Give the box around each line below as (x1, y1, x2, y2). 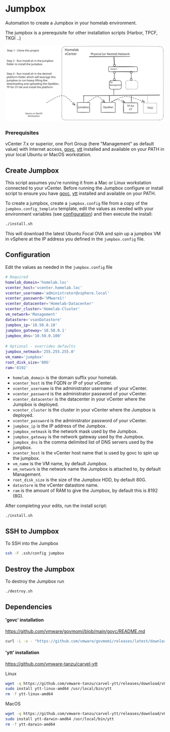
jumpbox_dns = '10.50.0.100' (5, 333, 62, 338)
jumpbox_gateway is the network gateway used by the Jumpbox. (12, 433, 145, 439)
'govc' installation (5, 617, 44, 623)
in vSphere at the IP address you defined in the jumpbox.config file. (5, 236, 145, 242)
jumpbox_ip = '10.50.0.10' (5, 322, 58, 328)
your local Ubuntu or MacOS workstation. (5, 151, 92, 157)
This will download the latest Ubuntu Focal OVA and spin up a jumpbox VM (5, 231, 161, 237)
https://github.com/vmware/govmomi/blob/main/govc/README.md (5, 628, 145, 634)
